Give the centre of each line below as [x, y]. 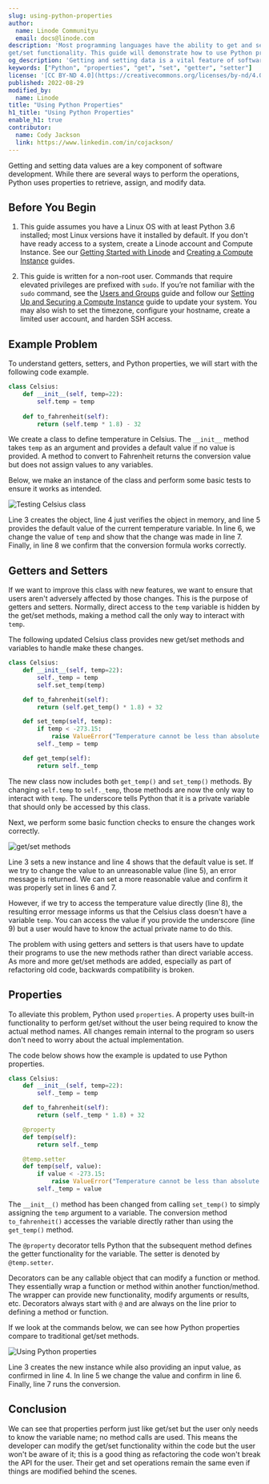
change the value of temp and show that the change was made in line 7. [125, 537]
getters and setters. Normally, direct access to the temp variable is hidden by [134, 607]
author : [21, 23]
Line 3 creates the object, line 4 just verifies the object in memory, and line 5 [134, 520]
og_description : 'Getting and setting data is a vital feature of [121, 61]
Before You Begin [52, 207]
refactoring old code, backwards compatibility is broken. [101, 969]
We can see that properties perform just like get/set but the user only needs [133, 1429]
